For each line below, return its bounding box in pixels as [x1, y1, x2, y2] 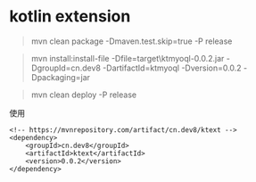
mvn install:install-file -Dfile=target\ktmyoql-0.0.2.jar [30, 53, 225, 63]
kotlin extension [9, 6, 131, 27]
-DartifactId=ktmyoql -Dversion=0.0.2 [102, 62, 243, 73]
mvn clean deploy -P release [30, 89, 136, 100]
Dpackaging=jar [30, 71, 91, 82]
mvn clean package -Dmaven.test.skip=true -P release [30, 36, 233, 46]
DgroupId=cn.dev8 [30, 62, 101, 73]
